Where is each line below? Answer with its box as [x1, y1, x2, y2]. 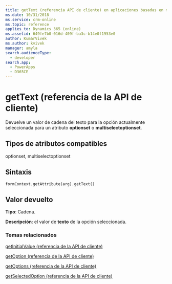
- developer [10, 55, 36, 60]
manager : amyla [5, 46, 38, 51]
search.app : [5, 60, 31, 65]
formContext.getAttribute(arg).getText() [5, 181, 95, 187]
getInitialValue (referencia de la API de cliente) [5, 243, 103, 249]
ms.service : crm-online [5, 17, 56, 22]
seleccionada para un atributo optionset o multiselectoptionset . [5, 124, 142, 130]
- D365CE [10, 70, 29, 75]
